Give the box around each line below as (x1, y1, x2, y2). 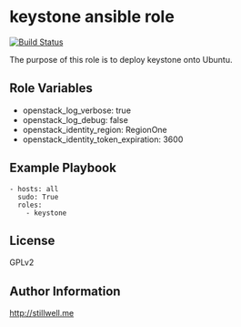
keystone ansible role (9, 6, 175, 27)
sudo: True (17, 192, 59, 201)
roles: (17, 200, 43, 209)
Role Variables (9, 80, 93, 97)
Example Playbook (9, 160, 116, 176)
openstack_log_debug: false (22, 114, 129, 125)
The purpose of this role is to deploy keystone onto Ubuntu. (9, 54, 233, 65)
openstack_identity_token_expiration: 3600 (22, 134, 184, 145)
